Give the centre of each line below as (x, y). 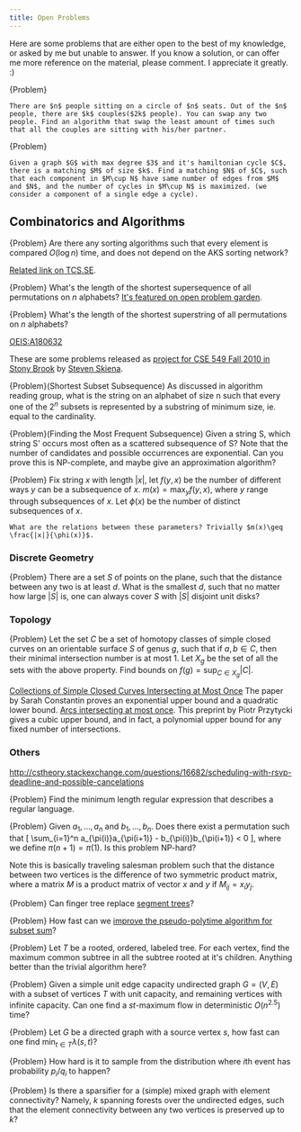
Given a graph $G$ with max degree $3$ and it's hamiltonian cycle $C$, (148, 163)
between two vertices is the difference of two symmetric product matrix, (143, 875)
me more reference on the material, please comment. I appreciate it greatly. (149, 62)
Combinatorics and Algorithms (97, 222)
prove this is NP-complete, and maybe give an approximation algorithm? (143, 463)
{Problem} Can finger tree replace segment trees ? (102, 903)
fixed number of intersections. (65, 729)
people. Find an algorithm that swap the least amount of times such (142, 121)
